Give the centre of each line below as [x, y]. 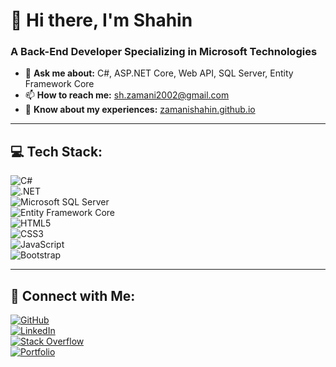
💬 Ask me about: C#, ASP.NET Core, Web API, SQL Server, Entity [159, 73]
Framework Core [59, 84]
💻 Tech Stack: [56, 151]
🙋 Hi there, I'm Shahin [101, 20]
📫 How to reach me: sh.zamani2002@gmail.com [127, 95]
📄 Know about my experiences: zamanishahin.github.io [140, 110]
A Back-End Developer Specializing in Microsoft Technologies [164, 52]
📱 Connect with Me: [73, 295]
